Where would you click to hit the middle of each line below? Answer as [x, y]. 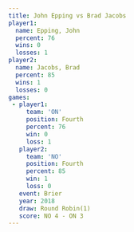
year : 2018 [37, 201]
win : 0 [37, 134]
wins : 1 [28, 82]
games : [19, 97]
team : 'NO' [44, 156]
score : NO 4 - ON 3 [51, 216]
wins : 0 [28, 45]
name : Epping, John [48, 30]
